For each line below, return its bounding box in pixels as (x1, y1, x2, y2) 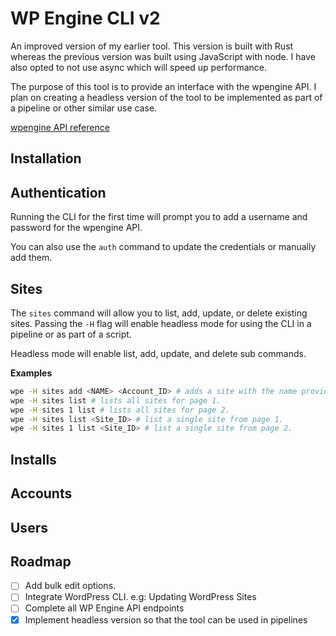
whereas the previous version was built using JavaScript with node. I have (10, 50, 316, 62)
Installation (10, 150, 82, 167)
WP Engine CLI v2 (10, 7, 161, 30)
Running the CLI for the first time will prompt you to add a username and (10, 211, 308, 223)
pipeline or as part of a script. (10, 328, 132, 340)
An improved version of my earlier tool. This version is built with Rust (10, 40, 294, 52)
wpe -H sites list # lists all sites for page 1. (10, 395, 222, 406)
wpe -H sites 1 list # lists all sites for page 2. (10, 405, 230, 415)
